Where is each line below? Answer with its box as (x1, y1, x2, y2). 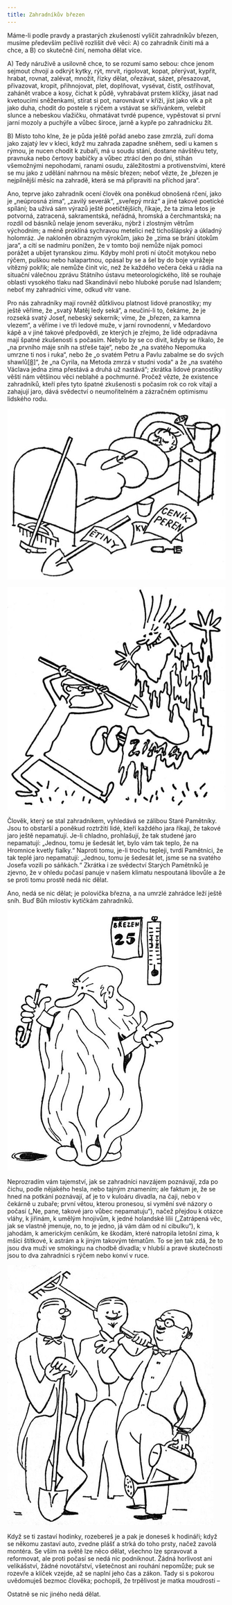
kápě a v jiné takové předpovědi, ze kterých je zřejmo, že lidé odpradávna (7, 328, 218, 337)
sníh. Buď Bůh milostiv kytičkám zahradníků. (7, 896, 134, 905)
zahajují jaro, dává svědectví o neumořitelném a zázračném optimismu (7, 387, 208, 396)
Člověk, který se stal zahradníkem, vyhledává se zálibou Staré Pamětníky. (7, 816, 217, 825)
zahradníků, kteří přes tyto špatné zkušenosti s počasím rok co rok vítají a (7, 380, 218, 388)
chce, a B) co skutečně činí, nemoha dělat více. (7, 46, 143, 54)
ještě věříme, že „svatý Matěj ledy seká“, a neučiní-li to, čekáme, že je (7, 306, 206, 314)
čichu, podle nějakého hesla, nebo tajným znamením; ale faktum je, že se (7, 1184, 216, 1193)
